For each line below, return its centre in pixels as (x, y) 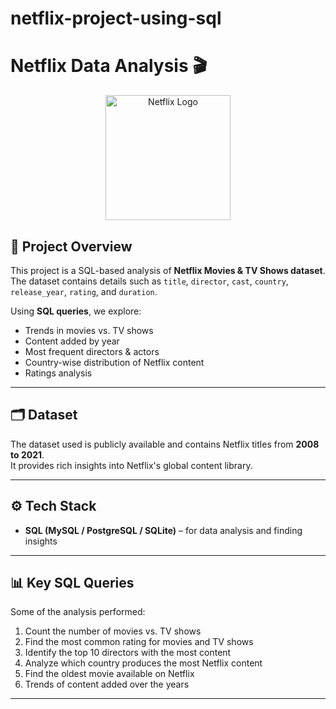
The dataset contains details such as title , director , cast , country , (149, 281)
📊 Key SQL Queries (72, 582)
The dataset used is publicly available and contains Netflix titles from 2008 (165, 444)
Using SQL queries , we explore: (76, 311)
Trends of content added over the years (107, 684)
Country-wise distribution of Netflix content (114, 362)
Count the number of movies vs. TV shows (113, 631)
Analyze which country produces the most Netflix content (143, 663)
